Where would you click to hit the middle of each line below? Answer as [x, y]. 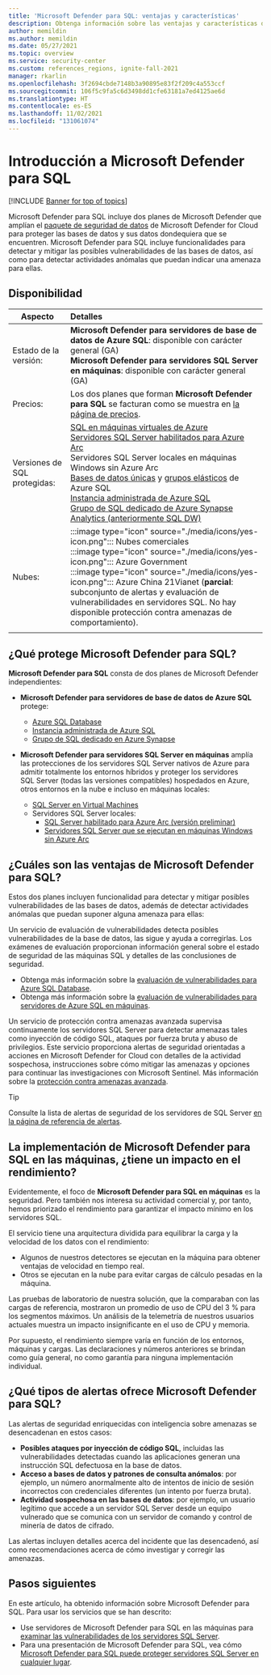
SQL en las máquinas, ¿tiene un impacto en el [125, 1159]
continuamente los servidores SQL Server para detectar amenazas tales [128, 1030]
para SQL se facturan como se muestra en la [155, 404]
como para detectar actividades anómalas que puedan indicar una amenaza [135, 259]
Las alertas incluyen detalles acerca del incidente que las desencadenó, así [134, 1541]
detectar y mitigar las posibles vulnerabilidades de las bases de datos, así [131, 251]
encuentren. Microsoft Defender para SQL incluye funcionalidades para [127, 242]
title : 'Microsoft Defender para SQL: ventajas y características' [124, 16]
